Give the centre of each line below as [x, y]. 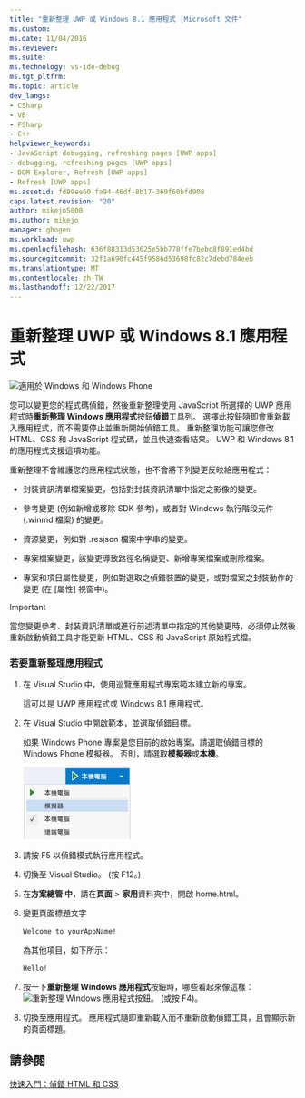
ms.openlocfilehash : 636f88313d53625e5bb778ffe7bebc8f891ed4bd [132, 249]
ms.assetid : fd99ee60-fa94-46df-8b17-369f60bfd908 [107, 192]
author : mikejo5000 [46, 211]
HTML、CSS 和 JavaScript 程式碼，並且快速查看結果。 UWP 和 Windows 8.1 [152, 440]
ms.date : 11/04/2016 [49, 38]
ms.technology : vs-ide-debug [64, 67]
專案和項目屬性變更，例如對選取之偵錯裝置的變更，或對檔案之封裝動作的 [157, 578]
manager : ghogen [40, 230]
